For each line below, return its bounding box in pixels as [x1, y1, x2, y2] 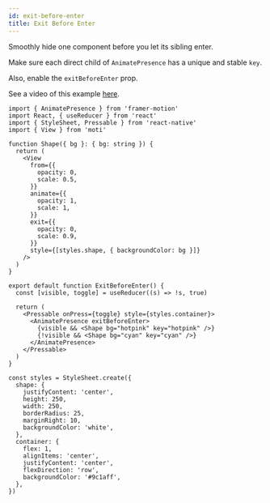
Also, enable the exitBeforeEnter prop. [8, 73, 139, 83]
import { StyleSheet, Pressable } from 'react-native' [8, 118, 197, 126]
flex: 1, [23, 445, 53, 453]
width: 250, [23, 402, 63, 410]
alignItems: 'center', [23, 451, 99, 460]
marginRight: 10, [23, 416, 82, 424]
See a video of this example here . [8, 88, 120, 98]
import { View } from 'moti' [8, 126, 107, 134]
